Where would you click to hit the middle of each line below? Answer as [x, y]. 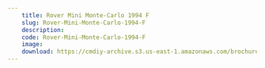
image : [32, 45]
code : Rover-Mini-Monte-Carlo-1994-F [84, 37]
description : [43, 30]
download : [38, 52]
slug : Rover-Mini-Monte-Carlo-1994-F [84, 23]
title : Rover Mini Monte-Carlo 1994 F [85, 15]
